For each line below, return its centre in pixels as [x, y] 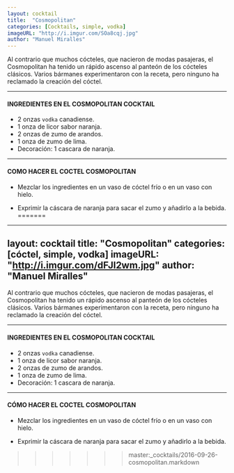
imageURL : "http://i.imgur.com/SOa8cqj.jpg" [73, 33]
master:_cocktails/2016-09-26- [173, 455]
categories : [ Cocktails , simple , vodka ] [67, 26]
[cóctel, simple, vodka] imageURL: [83, 254]
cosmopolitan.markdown [164, 462]
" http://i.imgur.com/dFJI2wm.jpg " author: [101, 265]
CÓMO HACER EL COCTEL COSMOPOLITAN [72, 405]
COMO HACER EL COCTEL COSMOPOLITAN [72, 171]
